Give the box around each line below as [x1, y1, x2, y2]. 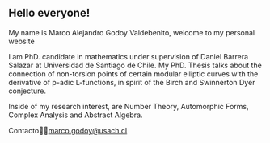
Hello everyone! [8, 6, 91, 20]
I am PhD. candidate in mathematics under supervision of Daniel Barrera [8, 51, 249, 61]
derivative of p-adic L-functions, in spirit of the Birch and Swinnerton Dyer [8, 77, 255, 87]
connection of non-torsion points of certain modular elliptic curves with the [8, 68, 259, 79]
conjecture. [8, 86, 47, 96]
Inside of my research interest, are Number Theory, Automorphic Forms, [8, 101, 249, 111]
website [8, 36, 35, 46]
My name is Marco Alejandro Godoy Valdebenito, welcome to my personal [8, 27, 255, 37]
